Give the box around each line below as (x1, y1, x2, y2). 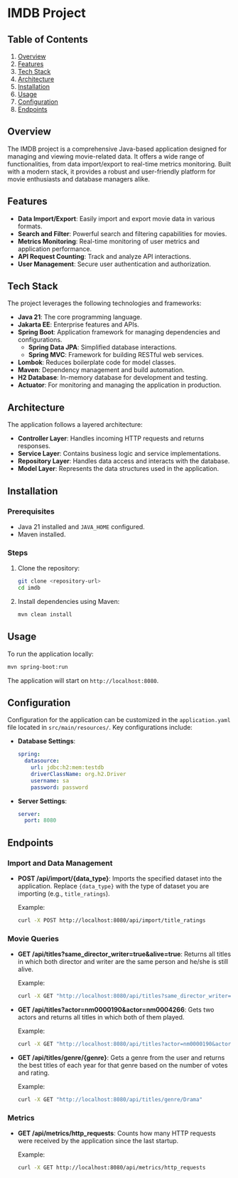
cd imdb (17, 585, 40, 592)
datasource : (24, 758, 60, 765)
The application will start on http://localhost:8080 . (7, 676, 159, 684)
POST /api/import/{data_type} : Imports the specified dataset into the (17, 874, 222, 883)
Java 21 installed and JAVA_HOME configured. (17, 522, 146, 531)
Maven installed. (17, 530, 66, 538)
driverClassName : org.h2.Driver (31, 770, 126, 778)
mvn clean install (17, 610, 72, 618)
